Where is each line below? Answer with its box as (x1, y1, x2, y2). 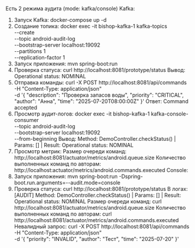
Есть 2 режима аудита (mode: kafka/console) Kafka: (5, 5, 135, 12)
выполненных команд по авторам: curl (14, 210, 113, 217)
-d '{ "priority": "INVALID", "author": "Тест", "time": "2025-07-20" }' (14, 236, 179, 242)
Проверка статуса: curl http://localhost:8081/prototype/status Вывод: (14, 67, 186, 73)
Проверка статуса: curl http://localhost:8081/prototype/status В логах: (14, 186, 188, 192)
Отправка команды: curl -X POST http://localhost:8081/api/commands (14, 79, 187, 86)
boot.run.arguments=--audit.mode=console (14, 179, 121, 186)
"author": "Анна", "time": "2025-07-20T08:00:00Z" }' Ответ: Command (14, 98, 189, 105)
